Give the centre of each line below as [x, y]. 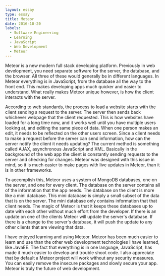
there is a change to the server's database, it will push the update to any [79, 222]
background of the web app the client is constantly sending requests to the [82, 154]
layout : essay [20, 10]
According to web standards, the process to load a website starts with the [81, 107]
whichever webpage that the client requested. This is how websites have [80, 117]
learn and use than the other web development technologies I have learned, [82, 242]
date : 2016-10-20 [23, 24]
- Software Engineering [34, 33]
